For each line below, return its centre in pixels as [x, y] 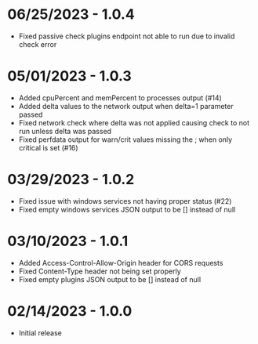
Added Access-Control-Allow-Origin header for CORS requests [121, 263]
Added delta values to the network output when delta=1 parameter [126, 106]
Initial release [40, 333]
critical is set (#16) [49, 147]
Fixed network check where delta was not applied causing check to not [134, 122]
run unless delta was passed [65, 131]
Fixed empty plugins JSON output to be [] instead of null [110, 279]
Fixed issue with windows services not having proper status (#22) [125, 201]
